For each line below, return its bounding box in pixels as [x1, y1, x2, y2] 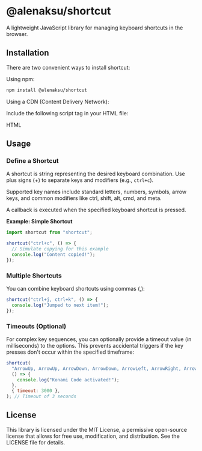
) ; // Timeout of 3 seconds [6, 393, 77, 400]
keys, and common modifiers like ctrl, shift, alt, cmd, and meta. [6, 195, 162, 202]
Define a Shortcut [6, 156, 59, 165]
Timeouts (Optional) [6, 322, 67, 330]
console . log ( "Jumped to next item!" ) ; [11, 302, 109, 308]
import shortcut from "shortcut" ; [6, 229, 93, 235]
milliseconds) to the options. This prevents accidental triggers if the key [6, 342, 184, 349]
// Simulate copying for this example [11, 246, 109, 252]
